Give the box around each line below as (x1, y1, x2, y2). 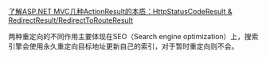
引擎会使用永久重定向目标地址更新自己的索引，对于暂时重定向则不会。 (8, 42, 239, 51)
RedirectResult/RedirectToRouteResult (8, 16, 134, 25)
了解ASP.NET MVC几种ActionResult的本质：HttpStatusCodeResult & (8, 7, 233, 16)
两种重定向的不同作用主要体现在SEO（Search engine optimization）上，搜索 (8, 32, 259, 41)
